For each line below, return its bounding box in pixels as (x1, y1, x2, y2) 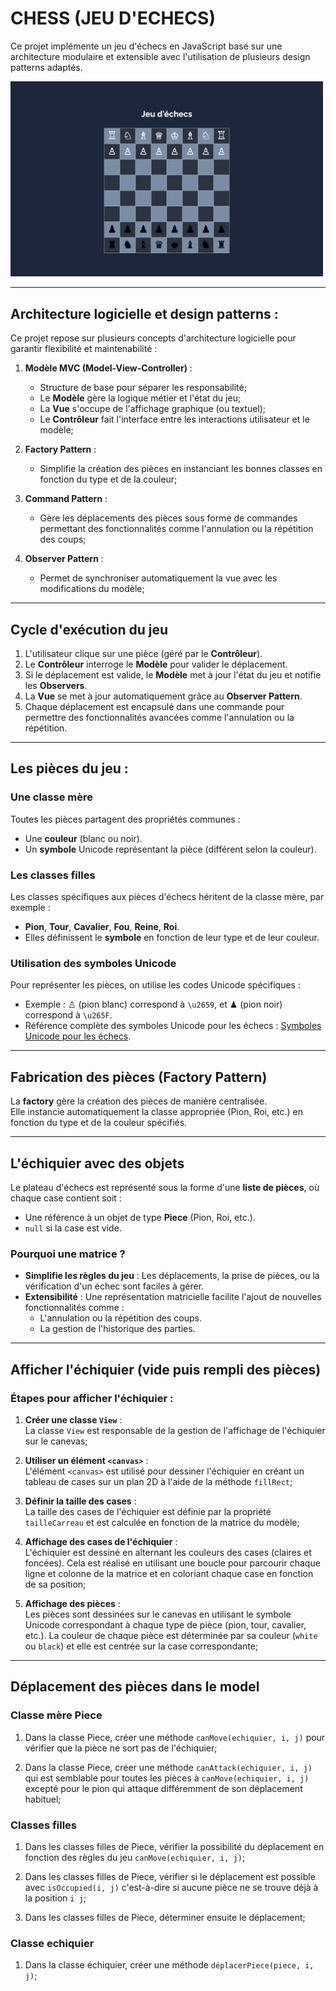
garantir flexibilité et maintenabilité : (10, 343, 158, 355)
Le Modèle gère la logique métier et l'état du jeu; (39, 392, 242, 404)
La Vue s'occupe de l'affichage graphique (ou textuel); (39, 403, 267, 415)
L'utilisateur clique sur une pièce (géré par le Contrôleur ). (24, 648, 263, 660)
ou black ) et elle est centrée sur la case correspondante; (24, 1640, 259, 1652)
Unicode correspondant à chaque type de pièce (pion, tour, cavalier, (24, 1618, 307, 1631)
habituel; (24, 1793, 62, 1805)
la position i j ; (24, 1892, 87, 1904)
